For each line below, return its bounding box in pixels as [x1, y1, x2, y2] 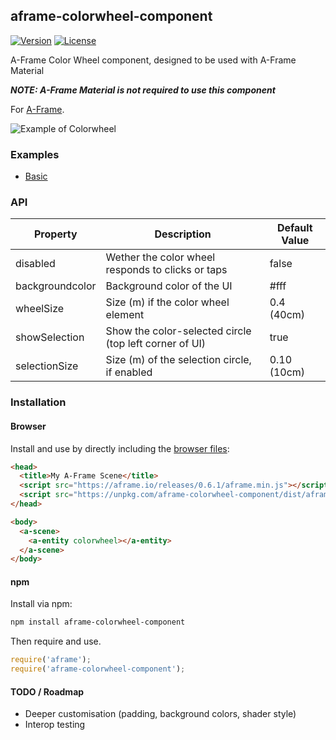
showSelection [15, 330, 85, 344]
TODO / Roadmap [10, 685, 85, 698]
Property [34, 227, 78, 241]
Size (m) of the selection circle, [105, 353, 252, 367]
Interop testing [24, 719, 86, 731]
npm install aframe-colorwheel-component [10, 617, 186, 628]
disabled [15, 257, 56, 271]
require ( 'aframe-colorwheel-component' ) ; [10, 664, 186, 674]
